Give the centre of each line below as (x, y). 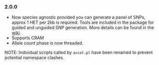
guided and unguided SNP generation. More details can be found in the (83, 28)
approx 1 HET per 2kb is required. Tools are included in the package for (83, 22)
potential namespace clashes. (34, 58)
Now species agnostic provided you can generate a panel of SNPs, (79, 17)
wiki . (16, 33)
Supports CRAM (28, 38)
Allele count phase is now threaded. (47, 43)
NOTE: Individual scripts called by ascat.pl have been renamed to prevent (79, 52)
